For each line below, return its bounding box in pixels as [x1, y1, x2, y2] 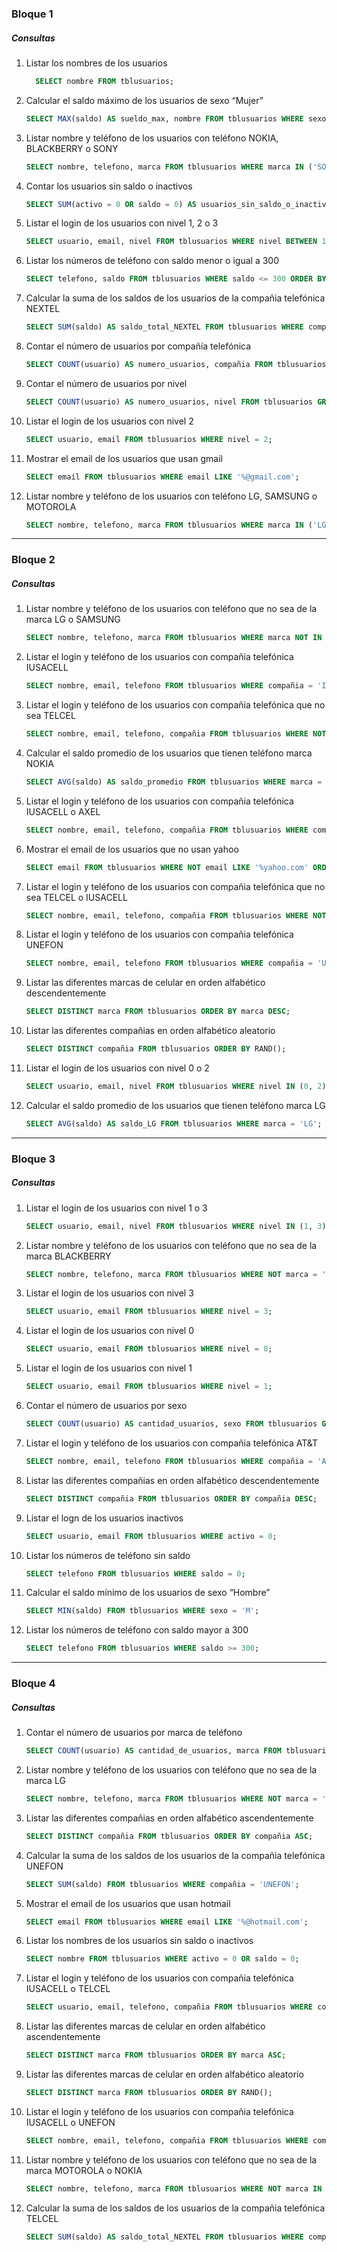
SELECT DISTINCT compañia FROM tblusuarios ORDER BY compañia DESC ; [25, 1493, 318, 1504]
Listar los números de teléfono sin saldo [25, 1549, 191, 1561]
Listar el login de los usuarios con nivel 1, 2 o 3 [25, 217, 219, 229]
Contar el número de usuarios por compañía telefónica [25, 340, 252, 352]
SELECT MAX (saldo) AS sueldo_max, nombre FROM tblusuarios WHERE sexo [25, 113, 327, 124]
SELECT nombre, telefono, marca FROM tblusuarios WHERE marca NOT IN [25, 633, 323, 643]
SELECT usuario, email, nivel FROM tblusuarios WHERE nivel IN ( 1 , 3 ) [25, 1221, 327, 1231]
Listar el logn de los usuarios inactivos [25, 1512, 184, 1524]
